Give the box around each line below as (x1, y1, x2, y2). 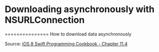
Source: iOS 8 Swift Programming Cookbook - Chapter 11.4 (5, 40, 128, 46)
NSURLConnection (5, 14, 85, 26)
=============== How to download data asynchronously (5, 31, 132, 37)
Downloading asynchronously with (5, 4, 155, 15)
